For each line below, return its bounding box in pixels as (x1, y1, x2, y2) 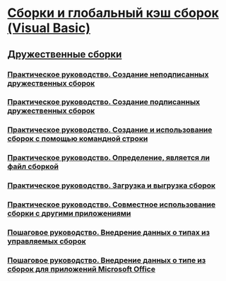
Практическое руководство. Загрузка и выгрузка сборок (7, 180, 216, 190)
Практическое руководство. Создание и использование (7, 125, 213, 135)
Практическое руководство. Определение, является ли (7, 153, 210, 163)
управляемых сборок (7, 236, 86, 246)
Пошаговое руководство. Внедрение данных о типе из (7, 255, 206, 265)
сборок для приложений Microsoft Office (7, 264, 155, 274)
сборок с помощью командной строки (7, 134, 148, 144)
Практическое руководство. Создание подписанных (7, 97, 201, 107)
